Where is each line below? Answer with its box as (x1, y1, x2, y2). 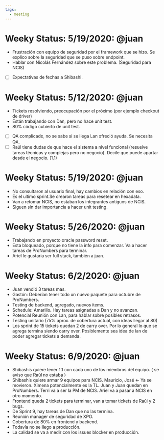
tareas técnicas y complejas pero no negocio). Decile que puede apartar (12, 149, 158, 155)
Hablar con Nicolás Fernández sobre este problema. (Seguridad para (12, 59, 151, 65)
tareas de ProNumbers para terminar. (12, 247, 88, 253)
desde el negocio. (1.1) (12, 155, 57, 161)
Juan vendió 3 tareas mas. (12, 286, 66, 292)
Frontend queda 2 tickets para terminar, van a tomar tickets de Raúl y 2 (12, 398, 156, 404)
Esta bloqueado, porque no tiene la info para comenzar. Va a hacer (12, 243, 147, 248)
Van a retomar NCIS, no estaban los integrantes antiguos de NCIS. (12, 198, 146, 204)
